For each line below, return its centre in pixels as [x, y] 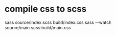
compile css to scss [46, 9]
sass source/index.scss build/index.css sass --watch [58, 22]
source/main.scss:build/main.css [38, 27]
